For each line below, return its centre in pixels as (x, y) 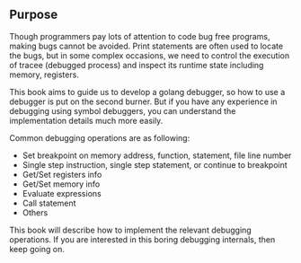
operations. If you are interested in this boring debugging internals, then (142, 239)
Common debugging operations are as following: (100, 137)
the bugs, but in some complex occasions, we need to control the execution (150, 55)
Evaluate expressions (62, 193)
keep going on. (37, 249)
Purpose (34, 15)
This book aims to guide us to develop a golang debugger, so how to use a (147, 92)
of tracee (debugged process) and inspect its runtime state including (137, 65)
